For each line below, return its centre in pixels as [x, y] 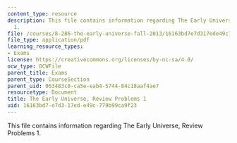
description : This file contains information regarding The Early [107, 20]
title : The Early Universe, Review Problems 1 [77, 99]
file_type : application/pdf [49, 40]
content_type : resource [42, 14]
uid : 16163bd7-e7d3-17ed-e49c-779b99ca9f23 [72, 106]
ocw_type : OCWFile [34, 66]
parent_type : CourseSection [49, 79]
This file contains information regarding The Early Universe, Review [105, 125]
